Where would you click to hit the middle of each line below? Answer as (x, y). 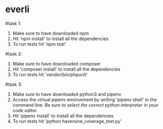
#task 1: (13, 23)
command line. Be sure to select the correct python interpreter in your (85, 105)
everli (17, 9)
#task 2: (14, 54)
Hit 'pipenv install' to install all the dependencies (63, 116)
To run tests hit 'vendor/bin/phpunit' (50, 74)
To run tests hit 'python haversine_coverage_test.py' (67, 121)
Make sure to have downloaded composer (56, 63)
